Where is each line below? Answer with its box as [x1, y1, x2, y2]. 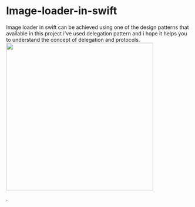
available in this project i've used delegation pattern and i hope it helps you [6, 29, 187, 37]
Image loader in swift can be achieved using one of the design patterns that [6, 24, 189, 31]
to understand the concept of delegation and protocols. [6, 36, 140, 43]
